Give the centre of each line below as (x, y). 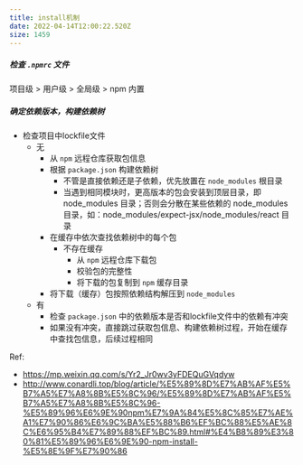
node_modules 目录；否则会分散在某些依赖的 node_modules (175, 203)
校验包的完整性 (104, 271)
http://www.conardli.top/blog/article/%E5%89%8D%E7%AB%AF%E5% (156, 384)
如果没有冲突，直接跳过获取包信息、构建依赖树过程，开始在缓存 (168, 328)
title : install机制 (45, 18)
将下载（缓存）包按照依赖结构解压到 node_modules (142, 293)
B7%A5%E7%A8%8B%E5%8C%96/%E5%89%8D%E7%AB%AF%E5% (157, 394)
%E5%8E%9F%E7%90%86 (75, 451)
